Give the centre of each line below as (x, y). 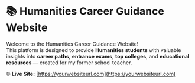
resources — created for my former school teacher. (69, 63)
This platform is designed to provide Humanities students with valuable (94, 50)
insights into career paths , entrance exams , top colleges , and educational (98, 56)
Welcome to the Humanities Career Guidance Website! (72, 44)
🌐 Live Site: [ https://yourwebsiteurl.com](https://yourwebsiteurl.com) (91, 74)
